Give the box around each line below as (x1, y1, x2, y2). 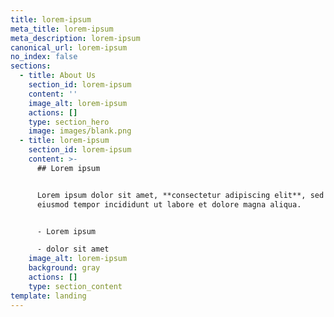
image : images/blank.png (28, 126, 132, 136)
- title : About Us (19, 71, 97, 81)
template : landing (10, 291, 87, 301)
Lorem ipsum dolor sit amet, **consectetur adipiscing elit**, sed (36, 190, 325, 200)
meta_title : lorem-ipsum (10, 24, 114, 34)
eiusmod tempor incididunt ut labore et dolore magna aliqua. (36, 199, 302, 210)
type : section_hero (28, 117, 110, 127)
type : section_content (28, 281, 123, 291)
